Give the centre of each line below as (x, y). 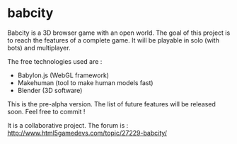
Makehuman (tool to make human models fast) (85, 82)
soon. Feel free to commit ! (46, 111)
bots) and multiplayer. (39, 48)
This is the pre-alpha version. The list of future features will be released (111, 104)
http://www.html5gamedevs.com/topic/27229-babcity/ (87, 133)
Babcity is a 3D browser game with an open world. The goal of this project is (119, 33)
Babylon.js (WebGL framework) (63, 75)
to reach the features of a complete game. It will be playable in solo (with (113, 40)
